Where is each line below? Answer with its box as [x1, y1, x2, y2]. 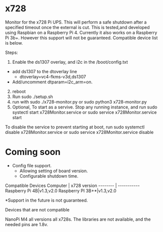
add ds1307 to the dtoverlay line [12, 68, 77, 74]
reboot [12, 88, 26, 94]
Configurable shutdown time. [19, 173, 79, 179]
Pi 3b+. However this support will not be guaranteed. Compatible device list [5, 35, 158, 41]
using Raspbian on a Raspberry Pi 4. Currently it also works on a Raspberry [5, 29, 158, 35]
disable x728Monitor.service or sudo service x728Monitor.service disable [5, 129, 154, 135]
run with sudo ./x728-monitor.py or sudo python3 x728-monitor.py [12, 99, 147, 104]
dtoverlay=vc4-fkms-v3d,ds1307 [19, 74, 86, 79]
